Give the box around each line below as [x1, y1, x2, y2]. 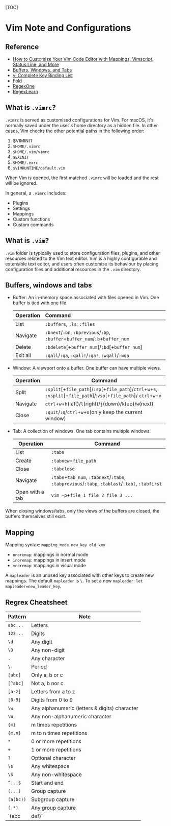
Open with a [15, 489, 44, 496]
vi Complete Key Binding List [12, 72, 73, 78]
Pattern [8, 613, 26, 620]
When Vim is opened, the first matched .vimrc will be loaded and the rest [5, 175, 159, 181]
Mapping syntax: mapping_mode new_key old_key [5, 542, 105, 548]
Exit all [15, 352, 32, 359]
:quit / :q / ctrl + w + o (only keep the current [45, 408, 142, 416]
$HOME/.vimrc [12, 144, 41, 149]
